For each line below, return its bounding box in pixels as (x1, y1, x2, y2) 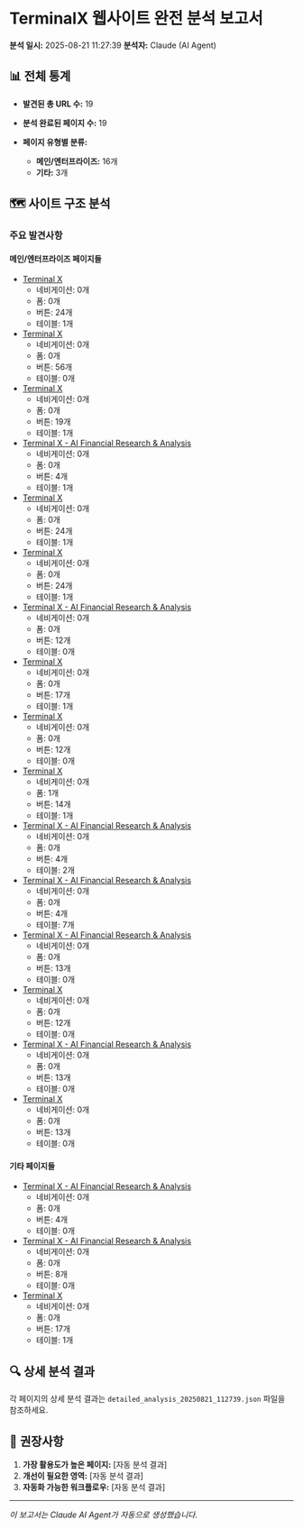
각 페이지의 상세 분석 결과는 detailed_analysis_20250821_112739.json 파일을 (9, 1394, 286, 1405)
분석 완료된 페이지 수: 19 (22, 117, 107, 128)
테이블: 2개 (35, 865, 75, 875)
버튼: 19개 (35, 417, 71, 427)
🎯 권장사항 (9, 1433, 65, 1449)
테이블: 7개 (35, 920, 75, 930)
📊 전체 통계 (9, 69, 71, 84)
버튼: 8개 (35, 1268, 68, 1280)
